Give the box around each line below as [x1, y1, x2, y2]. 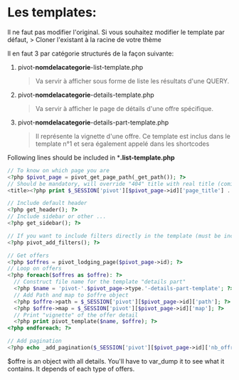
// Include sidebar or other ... [7, 213, 107, 221]
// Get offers [7, 252, 50, 259]
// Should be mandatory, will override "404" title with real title [7, 180, 215, 187]
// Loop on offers [7, 265, 62, 273]
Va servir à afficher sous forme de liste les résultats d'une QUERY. [35, 76, 230, 85]
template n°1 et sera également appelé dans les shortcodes [35, 139, 210, 148]
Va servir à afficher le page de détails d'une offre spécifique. [35, 104, 214, 112]
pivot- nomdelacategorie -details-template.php [17, 90, 154, 99]
